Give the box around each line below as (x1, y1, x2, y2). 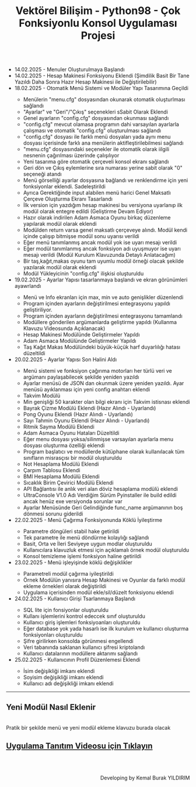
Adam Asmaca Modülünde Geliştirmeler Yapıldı (23, 337, 136, 344)
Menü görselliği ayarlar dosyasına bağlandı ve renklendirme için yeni (23, 177, 188, 184)
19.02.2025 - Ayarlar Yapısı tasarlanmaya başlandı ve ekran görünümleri (14, 276, 188, 283)
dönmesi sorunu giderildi (23, 510, 83, 517)
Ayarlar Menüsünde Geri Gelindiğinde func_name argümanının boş (23, 504, 183, 511)
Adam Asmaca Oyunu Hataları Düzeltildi (23, 429, 120, 437)
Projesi (80, 29, 116, 42)
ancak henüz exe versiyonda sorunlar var (23, 497, 123, 504)
